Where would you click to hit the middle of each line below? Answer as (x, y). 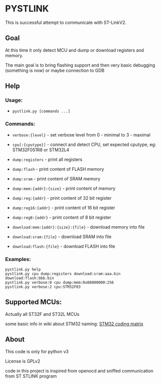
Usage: (14, 100)
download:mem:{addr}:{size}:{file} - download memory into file (79, 227)
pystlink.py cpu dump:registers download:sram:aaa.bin (63, 274)
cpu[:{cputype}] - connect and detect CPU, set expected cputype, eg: (84, 144)
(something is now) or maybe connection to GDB (55, 70)
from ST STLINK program (31, 376)
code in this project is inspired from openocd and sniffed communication (79, 371)
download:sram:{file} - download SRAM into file (62, 237)
